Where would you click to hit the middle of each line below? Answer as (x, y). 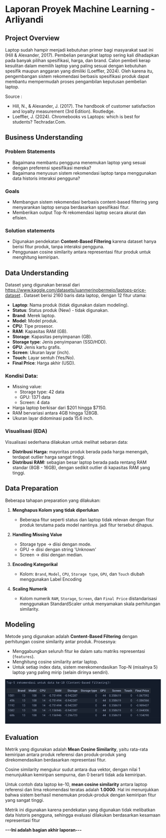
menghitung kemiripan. (36, 257)
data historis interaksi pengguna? (46, 178)
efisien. (20, 217)
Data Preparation (32, 488)
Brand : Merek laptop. (34, 316)
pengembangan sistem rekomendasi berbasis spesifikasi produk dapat (77, 76)
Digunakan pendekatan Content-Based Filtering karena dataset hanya (84, 241)
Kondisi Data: (21, 376)
